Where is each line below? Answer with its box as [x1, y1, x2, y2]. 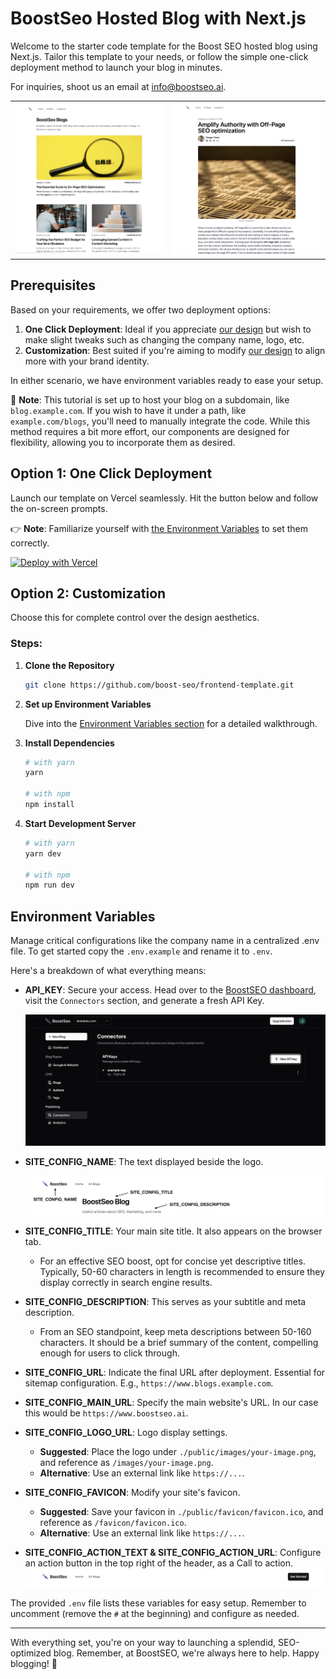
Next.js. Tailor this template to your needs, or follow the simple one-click [10, 50, 309, 62]
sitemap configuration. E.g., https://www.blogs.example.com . [24, 1377, 274, 1389]
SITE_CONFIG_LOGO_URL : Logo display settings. [24, 1426, 228, 1438]
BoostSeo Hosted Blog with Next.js [10, 7, 307, 30]
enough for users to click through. [39, 1347, 180, 1359]
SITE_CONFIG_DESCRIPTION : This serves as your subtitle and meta [24, 1295, 307, 1307]
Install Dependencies [24, 737, 115, 749]
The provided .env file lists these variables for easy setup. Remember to [10, 1597, 307, 1609]
